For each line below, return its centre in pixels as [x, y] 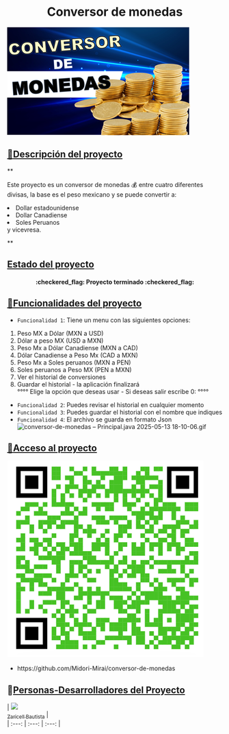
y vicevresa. [24, 230]
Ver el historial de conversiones [61, 377]
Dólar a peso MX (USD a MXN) [60, 341]
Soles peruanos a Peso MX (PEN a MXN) [74, 369]
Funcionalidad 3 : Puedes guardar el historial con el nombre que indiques [120, 412]
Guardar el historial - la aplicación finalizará [78, 384]
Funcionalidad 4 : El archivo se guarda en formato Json [94, 419]
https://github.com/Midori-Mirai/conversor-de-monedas [96, 668]
